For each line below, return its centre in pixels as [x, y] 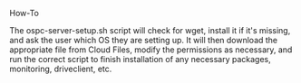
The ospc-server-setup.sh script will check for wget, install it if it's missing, [150, 30]
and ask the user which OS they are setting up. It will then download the [144, 40]
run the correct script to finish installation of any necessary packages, [141, 59]
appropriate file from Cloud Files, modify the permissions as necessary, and [151, 50]
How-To [24, 13]
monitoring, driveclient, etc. [61, 69]
